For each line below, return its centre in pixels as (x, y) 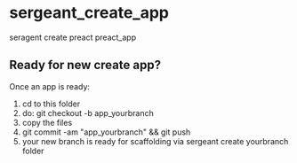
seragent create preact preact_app (72, 37)
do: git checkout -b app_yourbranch (88, 113)
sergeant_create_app (89, 13)
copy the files (47, 122)
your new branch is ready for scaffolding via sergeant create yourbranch (155, 141)
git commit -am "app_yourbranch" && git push (106, 132)
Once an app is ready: (50, 86)
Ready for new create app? (85, 65)
